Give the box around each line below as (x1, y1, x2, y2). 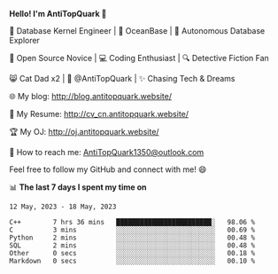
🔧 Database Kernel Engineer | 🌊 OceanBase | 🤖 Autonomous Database (9, 26, 266, 35)
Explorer (9, 35, 40, 45)
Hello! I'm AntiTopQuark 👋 (9, 9, 107, 19)
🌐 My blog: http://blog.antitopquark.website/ (9, 91, 173, 101)
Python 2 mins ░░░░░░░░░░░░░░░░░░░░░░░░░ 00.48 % (9, 233, 255, 242)
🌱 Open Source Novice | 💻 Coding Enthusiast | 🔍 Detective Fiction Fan (9, 53, 270, 63)
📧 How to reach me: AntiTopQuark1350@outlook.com (9, 147, 205, 157)
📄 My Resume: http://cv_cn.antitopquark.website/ (9, 109, 189, 119)
